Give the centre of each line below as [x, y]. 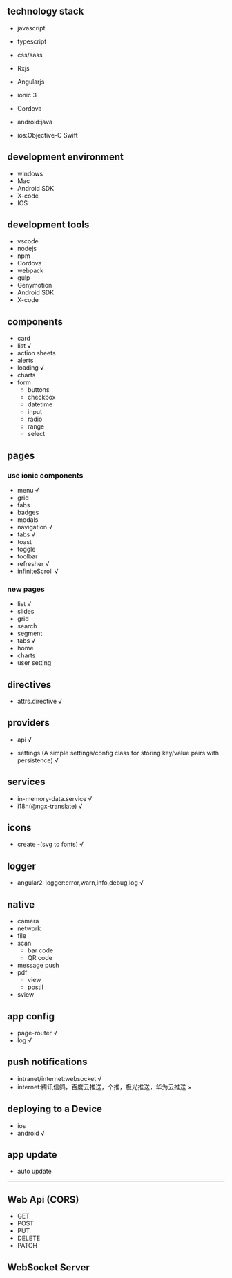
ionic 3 [27, 95]
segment [30, 633]
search [27, 626]
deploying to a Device [55, 1109]
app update [32, 1155]
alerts [25, 360]
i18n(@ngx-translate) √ [50, 806]
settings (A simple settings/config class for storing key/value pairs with [118, 753]
